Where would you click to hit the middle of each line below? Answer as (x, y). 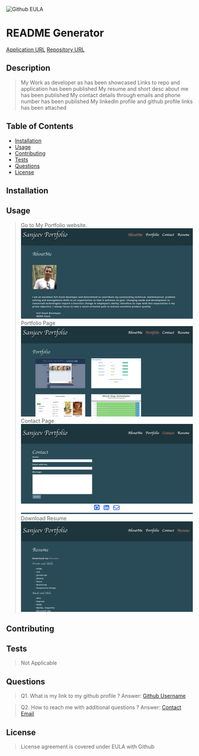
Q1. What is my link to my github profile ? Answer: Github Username (103, 696)
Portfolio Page (38, 323)
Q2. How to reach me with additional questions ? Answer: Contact (101, 707)
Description (28, 68)
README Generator (55, 33)
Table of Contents (40, 127)
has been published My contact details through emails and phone (100, 95)
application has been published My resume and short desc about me (104, 88)
